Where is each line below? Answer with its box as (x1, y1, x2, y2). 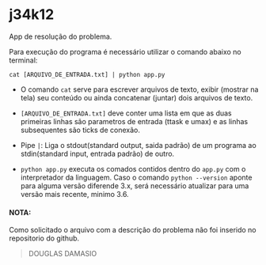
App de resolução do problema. (9, 32, 112, 41)
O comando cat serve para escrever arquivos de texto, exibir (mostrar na (20, 85, 259, 94)
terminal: (9, 55, 38, 65)
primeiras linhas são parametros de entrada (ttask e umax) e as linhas (20, 116, 249, 126)
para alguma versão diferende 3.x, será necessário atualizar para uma (20, 180, 249, 191)
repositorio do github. (9, 233, 80, 243)
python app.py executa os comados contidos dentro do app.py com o (20, 164, 246, 173)
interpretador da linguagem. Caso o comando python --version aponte (20, 172, 253, 182)
